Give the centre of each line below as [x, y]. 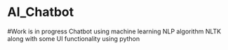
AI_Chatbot [41, 12]
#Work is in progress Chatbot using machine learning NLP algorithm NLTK [114, 31]
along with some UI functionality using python [74, 38]
